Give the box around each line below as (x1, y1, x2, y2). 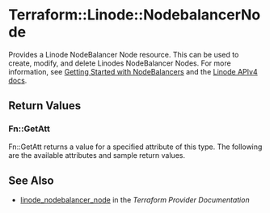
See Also (8, 174, 54, 188)
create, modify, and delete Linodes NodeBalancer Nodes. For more (8, 58, 232, 68)
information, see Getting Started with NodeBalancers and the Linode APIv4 (8, 66, 258, 76)
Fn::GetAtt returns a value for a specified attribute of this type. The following (8, 142, 263, 151)
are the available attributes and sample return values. (8, 150, 186, 160)
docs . (8, 75, 27, 85)
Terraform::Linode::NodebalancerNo (8, 6, 261, 24)
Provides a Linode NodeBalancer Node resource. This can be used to (8, 49, 239, 59)
